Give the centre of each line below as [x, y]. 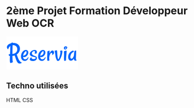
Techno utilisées [37, 86]
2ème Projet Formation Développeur [97, 11]
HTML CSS [20, 100]
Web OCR [30, 23]
